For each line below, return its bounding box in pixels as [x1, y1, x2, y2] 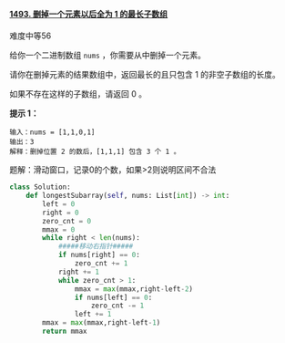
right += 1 [57, 267, 100, 276]
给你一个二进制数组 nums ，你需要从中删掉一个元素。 [9, 50, 207, 61]
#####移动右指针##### [57, 242, 134, 251]
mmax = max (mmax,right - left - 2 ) [74, 284, 194, 294]
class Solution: [9, 182, 71, 192]
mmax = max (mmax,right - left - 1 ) [42, 318, 161, 327]
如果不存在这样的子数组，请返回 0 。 [9, 88, 148, 99]
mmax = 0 [42, 224, 76, 234]
